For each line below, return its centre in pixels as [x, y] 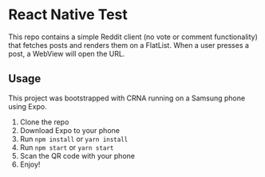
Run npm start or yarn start [67, 147]
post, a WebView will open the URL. [67, 53]
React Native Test [68, 15]
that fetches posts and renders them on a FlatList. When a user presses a [129, 45]
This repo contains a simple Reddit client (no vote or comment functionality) [133, 37]
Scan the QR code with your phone [77, 155]
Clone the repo [44, 122]
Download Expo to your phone [69, 130]
